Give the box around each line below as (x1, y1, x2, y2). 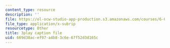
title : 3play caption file (5, 30, 62, 35)
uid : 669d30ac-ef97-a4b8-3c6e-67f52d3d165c (5, 35, 99, 40)
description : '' (5, 12, 39, 17)
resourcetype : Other (5, 26, 49, 31)
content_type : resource (5, 7, 56, 12)
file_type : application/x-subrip (5, 21, 76, 26)
